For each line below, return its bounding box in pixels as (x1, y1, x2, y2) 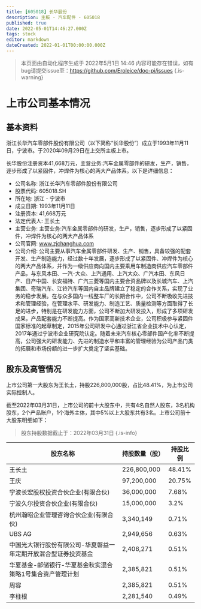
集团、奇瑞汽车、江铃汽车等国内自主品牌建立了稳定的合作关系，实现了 (14, 284, 188, 292)
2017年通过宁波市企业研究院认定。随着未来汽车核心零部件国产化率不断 (14, 329, 190, 337)
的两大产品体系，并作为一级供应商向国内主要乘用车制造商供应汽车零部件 (14, 262, 193, 269)
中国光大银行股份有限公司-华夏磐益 (9, 541, 109, 549)
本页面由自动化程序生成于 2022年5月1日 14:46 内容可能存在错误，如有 (20, 59, 194, 67)
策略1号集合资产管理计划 (9, 569, 80, 578)
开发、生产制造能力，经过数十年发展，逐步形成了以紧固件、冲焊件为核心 (14, 254, 193, 262)
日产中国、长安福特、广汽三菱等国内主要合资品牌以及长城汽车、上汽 (25, 277, 193, 284)
